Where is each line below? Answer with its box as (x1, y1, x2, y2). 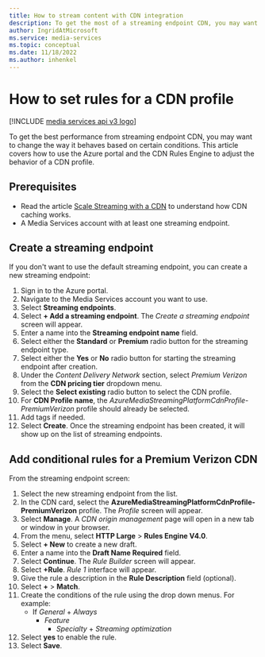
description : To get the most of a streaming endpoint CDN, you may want (9, 19, 259, 27)
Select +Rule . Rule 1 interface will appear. (20, 565, 157, 574)
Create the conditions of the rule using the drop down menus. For (20, 590, 235, 600)
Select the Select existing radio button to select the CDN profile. (20, 387, 232, 397)
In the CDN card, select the (20, 497, 109, 507)
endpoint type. (20, 345, 69, 354)
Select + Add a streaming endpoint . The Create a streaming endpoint (20, 311, 250, 321)
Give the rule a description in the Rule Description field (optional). (20, 574, 236, 583)
